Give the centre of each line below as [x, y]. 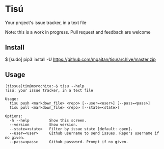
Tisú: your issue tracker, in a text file [49, 90]
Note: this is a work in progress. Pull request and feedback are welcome [78, 32]
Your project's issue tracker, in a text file [46, 23]
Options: [14, 116]
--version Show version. [44, 124]
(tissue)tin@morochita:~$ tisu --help [45, 86]
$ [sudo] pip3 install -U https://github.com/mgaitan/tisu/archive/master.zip [81, 59]
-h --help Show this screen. [48, 120]
